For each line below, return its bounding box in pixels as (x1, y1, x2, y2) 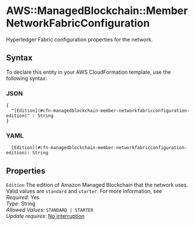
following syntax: (6, 74, 47, 81)
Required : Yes (6, 194, 40, 201)
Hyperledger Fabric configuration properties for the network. (6, 36, 153, 43)
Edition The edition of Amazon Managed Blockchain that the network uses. (6, 182, 189, 189)
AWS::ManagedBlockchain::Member (6, 4, 189, 18)
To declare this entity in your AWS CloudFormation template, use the (6, 69, 171, 76)
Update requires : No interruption (6, 213, 85, 220)
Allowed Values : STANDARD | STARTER (6, 206, 94, 213)
